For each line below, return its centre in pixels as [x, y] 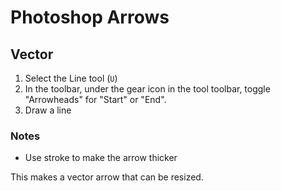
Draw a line [48, 110]
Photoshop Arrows [90, 17]
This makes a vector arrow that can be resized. [107, 177]
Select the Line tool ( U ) [71, 78]
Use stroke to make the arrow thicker [101, 158]
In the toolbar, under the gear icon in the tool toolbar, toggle [147, 89]
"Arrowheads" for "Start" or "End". [95, 99]
